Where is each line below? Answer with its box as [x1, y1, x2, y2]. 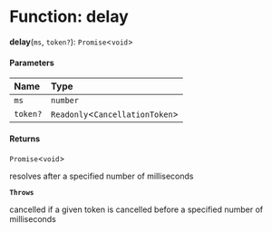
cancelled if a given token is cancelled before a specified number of [9, 204, 264, 215]
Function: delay [9, 6, 129, 27]
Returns [9, 133, 41, 144]
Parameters [9, 57, 54, 68]
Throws [9, 188, 34, 198]
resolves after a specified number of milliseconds [9, 170, 194, 182]
